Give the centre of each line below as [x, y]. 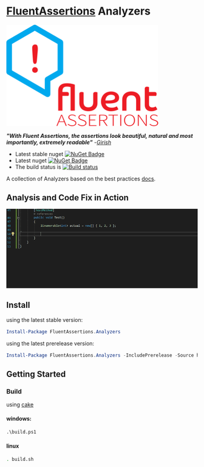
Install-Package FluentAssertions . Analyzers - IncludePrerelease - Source [100, 355]
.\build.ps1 [21, 432]
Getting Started [36, 374]
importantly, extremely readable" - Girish [59, 142]
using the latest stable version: [45, 319]
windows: [19, 418]
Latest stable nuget [39, 154]
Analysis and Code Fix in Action [68, 198]
